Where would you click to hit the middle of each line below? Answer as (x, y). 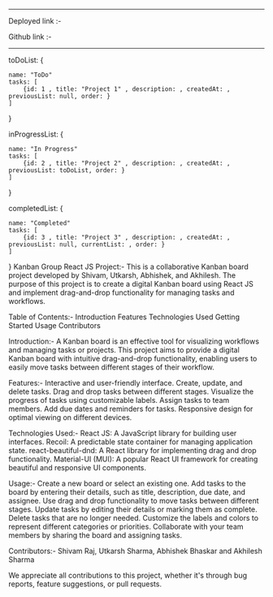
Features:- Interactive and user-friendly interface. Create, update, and (126, 383)
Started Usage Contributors (55, 325)
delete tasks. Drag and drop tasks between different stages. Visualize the (131, 392)
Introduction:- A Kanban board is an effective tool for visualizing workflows (134, 341)
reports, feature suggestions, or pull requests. (85, 584)
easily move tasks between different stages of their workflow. (112, 367)
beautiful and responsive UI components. (78, 467)
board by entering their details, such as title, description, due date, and (127, 492)
